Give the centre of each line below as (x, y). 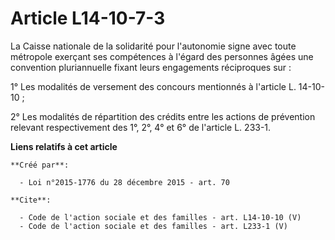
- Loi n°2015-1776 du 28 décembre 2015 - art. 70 (124, 182)
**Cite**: (31, 200)
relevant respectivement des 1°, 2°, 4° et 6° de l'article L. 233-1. (141, 127)
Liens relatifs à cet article (64, 146)
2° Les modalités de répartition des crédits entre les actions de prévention (163, 116)
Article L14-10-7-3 (88, 18)
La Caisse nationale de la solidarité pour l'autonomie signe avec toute (153, 46)
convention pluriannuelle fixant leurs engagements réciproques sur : (151, 67)
